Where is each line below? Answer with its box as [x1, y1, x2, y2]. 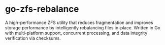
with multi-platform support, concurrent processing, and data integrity [5, 30, 148, 36]
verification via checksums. [5, 35, 61, 41]
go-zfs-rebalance [5, 3, 79, 15]
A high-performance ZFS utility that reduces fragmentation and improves [5, 20, 154, 25]
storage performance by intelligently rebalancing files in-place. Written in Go [5, 24, 161, 30]
